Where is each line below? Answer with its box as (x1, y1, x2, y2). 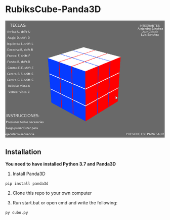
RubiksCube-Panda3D (5, 4, 101, 15)
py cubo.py (5, 210, 28, 215)
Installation (5, 147, 41, 156)
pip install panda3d (5, 181, 49, 186)
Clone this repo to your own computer (12, 190, 92, 196)
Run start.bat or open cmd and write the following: (12, 200, 118, 206)
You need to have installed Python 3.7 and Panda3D (5, 161, 116, 167)
